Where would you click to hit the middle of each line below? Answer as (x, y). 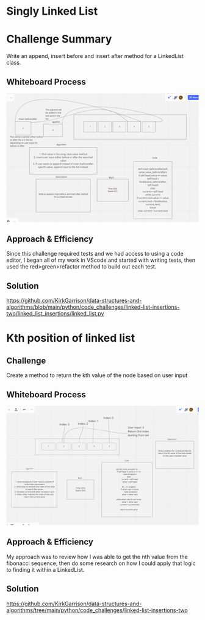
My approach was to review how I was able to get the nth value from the (97, 557)
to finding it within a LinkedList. (45, 569)
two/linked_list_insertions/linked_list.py (55, 314)
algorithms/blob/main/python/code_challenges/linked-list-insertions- (93, 307)
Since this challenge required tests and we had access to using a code (95, 254)
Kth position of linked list (71, 338)
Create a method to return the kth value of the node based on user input (97, 375)
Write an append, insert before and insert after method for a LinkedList (95, 56)
